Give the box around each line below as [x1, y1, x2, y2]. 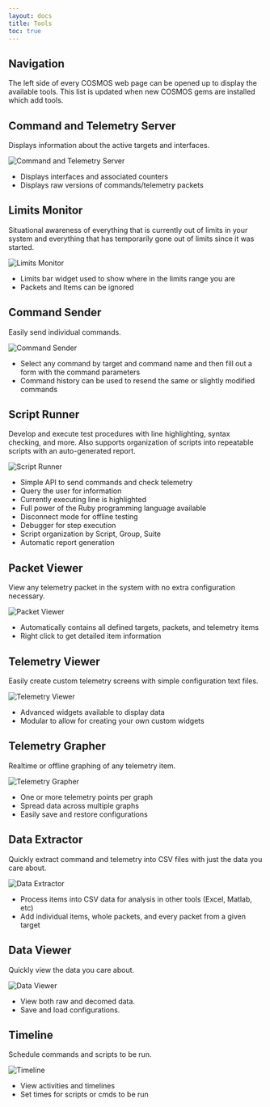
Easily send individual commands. [8, 327, 121, 336]
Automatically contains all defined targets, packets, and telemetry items [19, 623, 259, 632]
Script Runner [8, 408, 80, 421]
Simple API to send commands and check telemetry [19, 478, 193, 488]
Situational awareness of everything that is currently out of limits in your [8, 225, 248, 234]
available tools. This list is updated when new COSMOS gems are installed [8, 87, 256, 97]
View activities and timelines [19, 1081, 116, 1091]
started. [8, 242, 35, 251]
